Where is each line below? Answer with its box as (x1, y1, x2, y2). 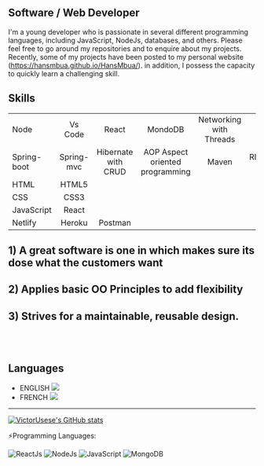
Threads (203, 134, 236, 145)
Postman (98, 217, 131, 228)
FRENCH (19, 393, 49, 402)
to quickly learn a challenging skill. (8, 68, 120, 78)
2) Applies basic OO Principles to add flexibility (8, 283, 244, 296)
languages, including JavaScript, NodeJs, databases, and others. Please (8, 35, 243, 45)
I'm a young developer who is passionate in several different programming (8, 27, 249, 36)
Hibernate (97, 146, 134, 157)
